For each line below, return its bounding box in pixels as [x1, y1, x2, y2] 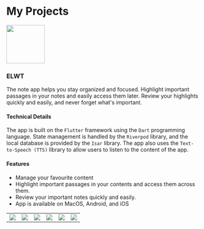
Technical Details [6, 112, 51, 120]
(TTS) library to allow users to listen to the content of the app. [33, 146, 189, 153]
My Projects [6, 4, 69, 18]
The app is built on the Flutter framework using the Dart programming [6, 126, 186, 134]
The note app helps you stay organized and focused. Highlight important [6, 86, 190, 93]
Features [6, 160, 29, 168]
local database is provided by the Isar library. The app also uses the [6, 139, 179, 147]
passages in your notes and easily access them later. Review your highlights [6, 92, 198, 99]
